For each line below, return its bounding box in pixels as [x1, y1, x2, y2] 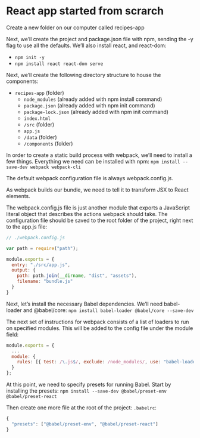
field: [6, 331, 19, 338]
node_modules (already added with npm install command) [23, 95, 162, 103]
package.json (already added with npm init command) [23, 101, 156, 109]
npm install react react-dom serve [14, 61, 104, 67]
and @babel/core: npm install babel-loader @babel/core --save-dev [23, 306, 194, 314]
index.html [23, 115, 51, 122]
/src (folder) [23, 121, 55, 128]
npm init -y [14, 54, 45, 60]
